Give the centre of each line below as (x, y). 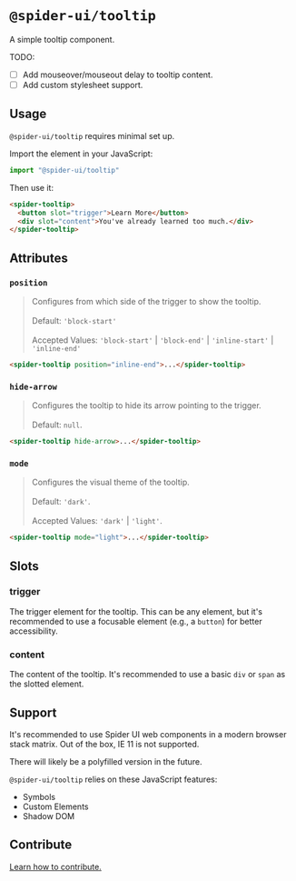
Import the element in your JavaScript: (81, 154)
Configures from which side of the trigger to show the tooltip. (146, 301)
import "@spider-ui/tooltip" (64, 170)
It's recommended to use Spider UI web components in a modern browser (148, 734)
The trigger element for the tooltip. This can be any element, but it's (136, 611)
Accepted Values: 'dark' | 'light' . (97, 521)
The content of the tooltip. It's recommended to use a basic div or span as (148, 675)
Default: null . (57, 425)
